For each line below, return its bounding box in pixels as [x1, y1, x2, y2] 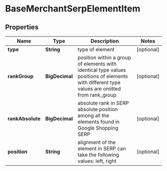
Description [90, 38, 119, 44]
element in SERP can [78, 145, 126, 152]
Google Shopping [78, 125, 118, 131]
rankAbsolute [7, 115, 41, 122]
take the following [78, 152, 119, 158]
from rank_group [78, 92, 117, 98]
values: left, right [78, 158, 117, 165]
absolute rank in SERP [78, 100, 129, 106]
